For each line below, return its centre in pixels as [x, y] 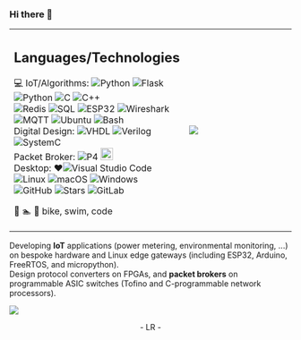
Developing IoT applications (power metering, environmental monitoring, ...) [149, 245]
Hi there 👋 [31, 14]
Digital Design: [44, 131]
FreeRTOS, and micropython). [64, 264]
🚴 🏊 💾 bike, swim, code [64, 211]
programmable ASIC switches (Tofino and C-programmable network [135, 283]
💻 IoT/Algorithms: [52, 82]
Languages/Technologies [97, 57]
